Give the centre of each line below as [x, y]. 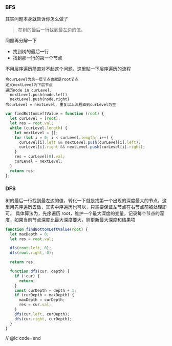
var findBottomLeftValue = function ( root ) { [55, 114]
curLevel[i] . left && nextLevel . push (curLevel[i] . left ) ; [80, 142]
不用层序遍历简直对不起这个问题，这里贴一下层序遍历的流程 [68, 69]
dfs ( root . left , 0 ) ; [31, 248]
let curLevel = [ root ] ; [35, 119]
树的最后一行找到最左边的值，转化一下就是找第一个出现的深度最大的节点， [84, 200]
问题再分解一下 [21, 41]
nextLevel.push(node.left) [39, 95]
